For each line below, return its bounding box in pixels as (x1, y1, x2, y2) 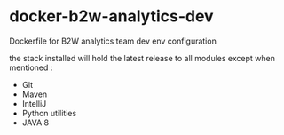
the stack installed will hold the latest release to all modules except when (9, 52, 275, 63)
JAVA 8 (21, 117, 50, 128)
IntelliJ (21, 98, 47, 108)
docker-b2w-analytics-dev (9, 6, 215, 27)
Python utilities (21, 107, 77, 118)
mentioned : (9, 62, 53, 73)
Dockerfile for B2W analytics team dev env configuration (9, 36, 217, 46)
